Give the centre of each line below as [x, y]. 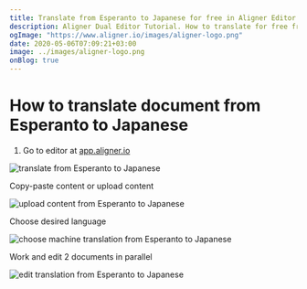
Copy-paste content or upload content [82, 186]
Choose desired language [58, 221]
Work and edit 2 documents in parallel [81, 256]
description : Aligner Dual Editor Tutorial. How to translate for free [148, 27]
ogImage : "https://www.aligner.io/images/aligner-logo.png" [127, 35]
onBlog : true [34, 60]
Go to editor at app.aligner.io [76, 150]
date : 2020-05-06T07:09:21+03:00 [73, 43]
